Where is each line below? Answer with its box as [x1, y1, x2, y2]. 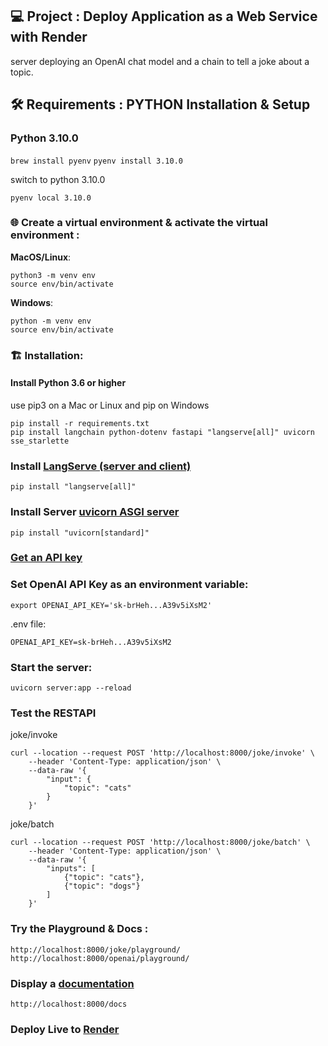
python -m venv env [10, 316, 92, 326]
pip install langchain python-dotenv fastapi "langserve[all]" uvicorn [10, 427, 315, 437]
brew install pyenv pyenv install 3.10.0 [10, 156, 183, 166]
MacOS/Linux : [10, 251, 72, 263]
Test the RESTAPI [10, 706, 97, 720]
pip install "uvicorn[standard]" [10, 528, 150, 538]
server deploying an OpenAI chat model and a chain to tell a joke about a [10, 55, 310, 67]
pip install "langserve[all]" [10, 482, 137, 492]
